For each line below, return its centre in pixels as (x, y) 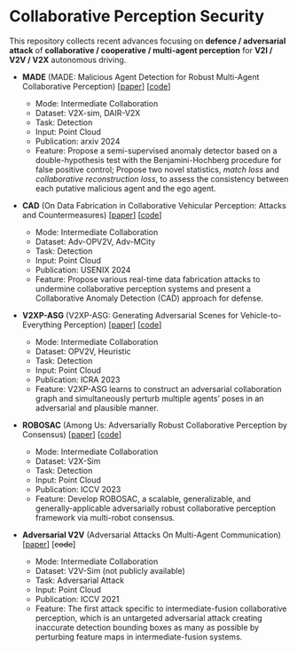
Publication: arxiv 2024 (78, 141)
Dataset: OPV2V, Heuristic (83, 351)
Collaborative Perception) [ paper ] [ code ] (96, 86)
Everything (42, 325)
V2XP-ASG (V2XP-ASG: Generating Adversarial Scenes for (130, 315)
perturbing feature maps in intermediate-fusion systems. (139, 637)
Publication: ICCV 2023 (78, 489)
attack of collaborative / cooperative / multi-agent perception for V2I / (141, 50)
